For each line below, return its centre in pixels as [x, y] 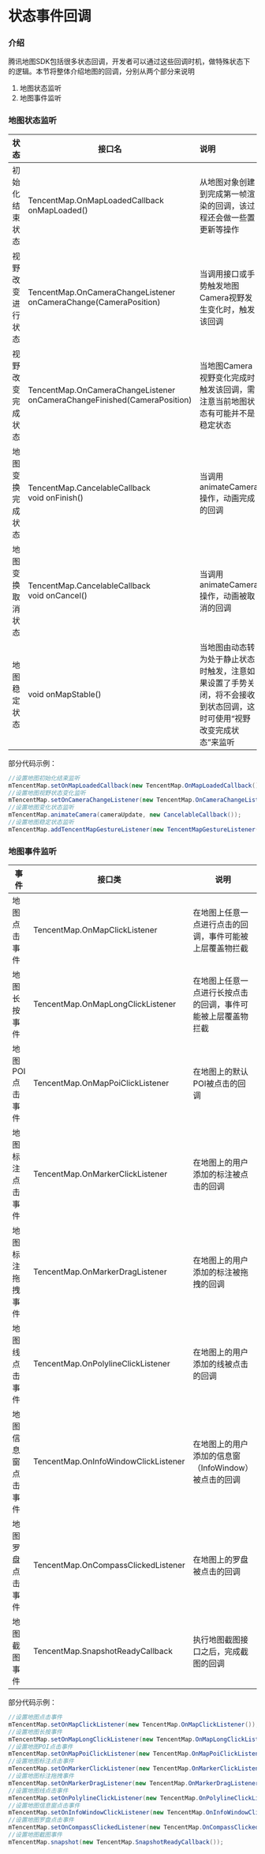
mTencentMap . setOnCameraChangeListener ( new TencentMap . [102, 800]
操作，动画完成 [228, 498]
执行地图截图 [216, 1640]
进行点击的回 [224, 925]
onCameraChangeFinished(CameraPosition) [110, 400]
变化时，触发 [231, 309]
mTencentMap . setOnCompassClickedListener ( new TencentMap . [105, 1828]
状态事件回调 [50, 16]
